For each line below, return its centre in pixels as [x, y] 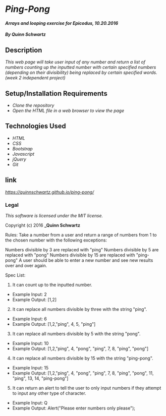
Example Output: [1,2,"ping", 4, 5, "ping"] [54, 324]
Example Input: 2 [29, 294]
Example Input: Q [30, 403]
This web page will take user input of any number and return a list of [75, 62]
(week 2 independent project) [35, 78]
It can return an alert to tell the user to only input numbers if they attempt [87, 388]
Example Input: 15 [30, 367]
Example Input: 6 [29, 319]
